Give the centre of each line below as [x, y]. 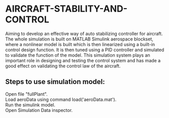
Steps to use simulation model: [55, 82]
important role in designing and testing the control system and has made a [83, 60]
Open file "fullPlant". [26, 94]
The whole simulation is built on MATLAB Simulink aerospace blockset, [79, 39]
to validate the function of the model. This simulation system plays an [78, 55]
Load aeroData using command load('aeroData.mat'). [61, 99]
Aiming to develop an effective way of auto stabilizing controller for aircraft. [84, 33]
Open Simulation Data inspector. [39, 110]
